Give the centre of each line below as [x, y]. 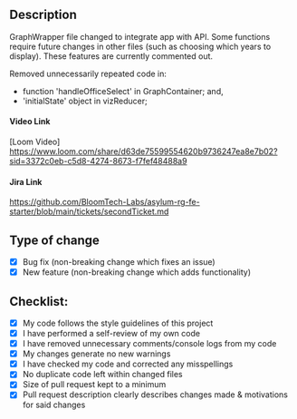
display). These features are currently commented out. [111, 56]
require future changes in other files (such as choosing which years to [140, 46]
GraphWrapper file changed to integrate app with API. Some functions [140, 36]
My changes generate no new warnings [96, 354]
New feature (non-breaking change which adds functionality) [137, 272]
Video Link [30, 122]
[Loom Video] [35, 142]
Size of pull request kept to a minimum [94, 385]
